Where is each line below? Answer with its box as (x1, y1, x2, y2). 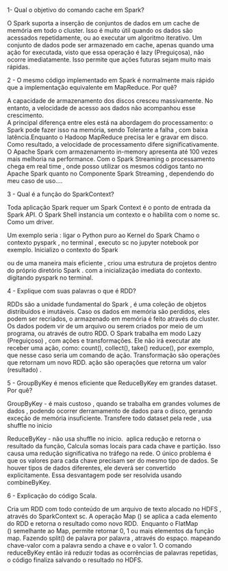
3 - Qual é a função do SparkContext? (7, 190, 114, 198)
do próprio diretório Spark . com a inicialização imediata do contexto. (7, 267, 202, 274)
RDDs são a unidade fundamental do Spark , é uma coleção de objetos (7, 300, 207, 308)
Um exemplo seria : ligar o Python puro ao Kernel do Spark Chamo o (7, 231, 200, 239)
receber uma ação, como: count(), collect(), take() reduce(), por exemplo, (7, 344, 214, 352)
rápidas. (7, 63, 30, 71)
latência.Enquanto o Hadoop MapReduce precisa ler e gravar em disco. (7, 133, 209, 141)
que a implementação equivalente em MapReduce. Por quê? (7, 84, 177, 91)
